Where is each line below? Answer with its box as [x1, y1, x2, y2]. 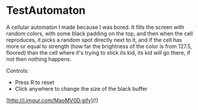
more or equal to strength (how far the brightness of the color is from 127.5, [6, 43, 192, 50]
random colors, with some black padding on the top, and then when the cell [6, 29, 193, 37]
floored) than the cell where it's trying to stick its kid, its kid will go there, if [6, 49, 191, 56]
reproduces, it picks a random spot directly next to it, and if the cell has [6, 36, 182, 43]
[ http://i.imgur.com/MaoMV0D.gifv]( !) [6, 97, 99, 104]
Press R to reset [14, 79, 55, 86]
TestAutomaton [6, 4, 86, 17]
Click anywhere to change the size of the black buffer [14, 85, 148, 92]
